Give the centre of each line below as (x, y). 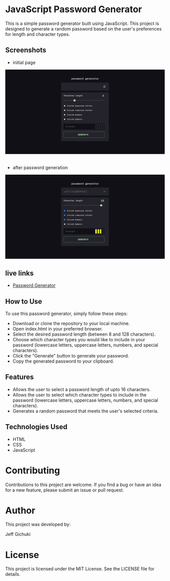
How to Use (24, 301)
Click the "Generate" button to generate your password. (71, 356)
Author (20, 510)
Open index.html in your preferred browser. (57, 329)
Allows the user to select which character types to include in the (79, 395)
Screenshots (26, 50)
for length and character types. (38, 34)
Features (19, 377)
